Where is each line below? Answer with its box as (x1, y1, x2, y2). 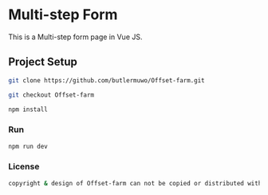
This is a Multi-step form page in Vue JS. (8, 32, 143, 42)
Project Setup (8, 55, 78, 69)
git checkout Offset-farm (8, 90, 94, 99)
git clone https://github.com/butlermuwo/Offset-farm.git (8, 76, 205, 85)
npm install (8, 105, 48, 113)
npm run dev (8, 142, 48, 150)
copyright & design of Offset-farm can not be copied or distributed (8, 179, 245, 187)
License (8, 161, 40, 173)
